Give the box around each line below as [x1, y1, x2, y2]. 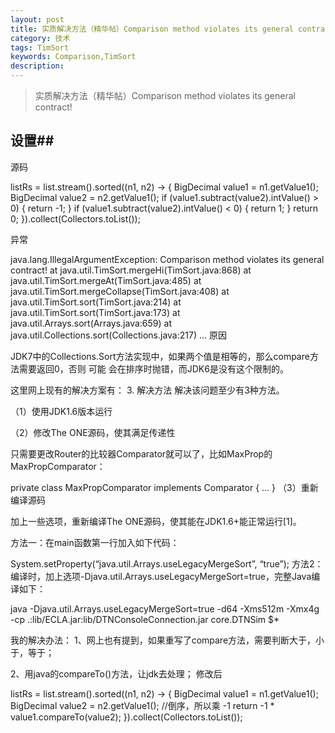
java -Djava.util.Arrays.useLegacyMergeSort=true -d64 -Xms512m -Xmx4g [10, 602, 320, 615]
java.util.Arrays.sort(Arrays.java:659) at [10, 317, 173, 329]
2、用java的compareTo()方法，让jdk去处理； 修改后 [10, 667, 223, 680]
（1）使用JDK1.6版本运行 [10, 405, 113, 417]
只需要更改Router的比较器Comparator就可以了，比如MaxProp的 [10, 447, 273, 460]
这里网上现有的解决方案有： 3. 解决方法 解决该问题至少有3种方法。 [10, 384, 285, 396]
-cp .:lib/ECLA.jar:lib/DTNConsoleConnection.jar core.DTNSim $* [10, 613, 280, 625]
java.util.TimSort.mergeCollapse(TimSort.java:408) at [10, 285, 230, 297]
